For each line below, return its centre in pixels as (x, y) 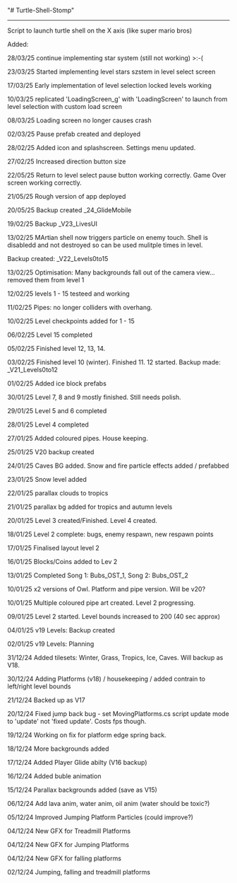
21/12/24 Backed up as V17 (47, 700)
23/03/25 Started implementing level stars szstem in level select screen (111, 71)
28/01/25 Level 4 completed (48, 425)
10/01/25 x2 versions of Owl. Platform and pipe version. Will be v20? (107, 589)
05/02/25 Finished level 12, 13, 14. (56, 348)
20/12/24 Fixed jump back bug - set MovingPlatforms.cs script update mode (118, 714)
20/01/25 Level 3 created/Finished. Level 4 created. (82, 520)
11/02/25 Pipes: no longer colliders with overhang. (80, 307)
